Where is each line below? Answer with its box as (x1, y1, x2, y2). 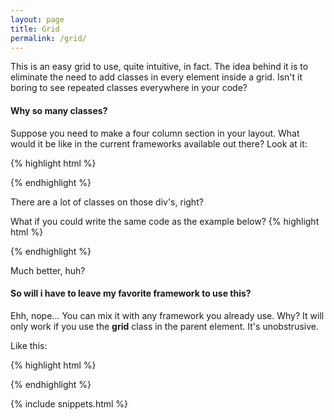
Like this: (10, 339, 48, 351)
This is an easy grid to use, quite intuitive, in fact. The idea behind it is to (10, 61, 309, 73)
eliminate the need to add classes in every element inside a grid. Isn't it (10, 71, 303, 83)
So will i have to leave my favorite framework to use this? (10, 287, 252, 300)
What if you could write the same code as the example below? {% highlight (10, 215, 320, 227)
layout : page (10, 14, 65, 25)
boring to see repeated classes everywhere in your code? (10, 82, 248, 94)
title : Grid (10, 24, 60, 34)
